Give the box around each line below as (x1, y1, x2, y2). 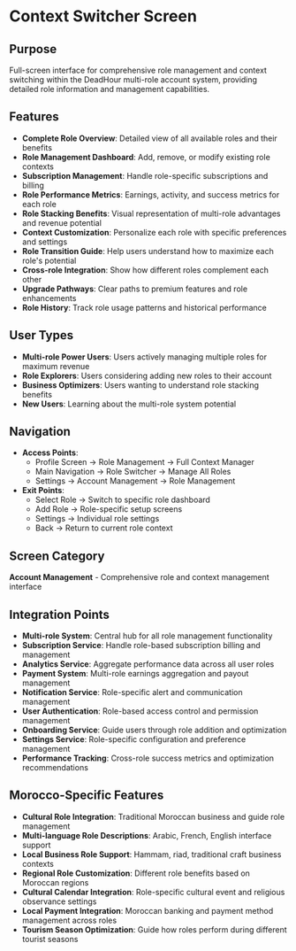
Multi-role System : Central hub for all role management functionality (21, 630, 273, 641)
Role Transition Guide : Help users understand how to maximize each (21, 245, 274, 256)
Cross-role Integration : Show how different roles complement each (21, 264, 269, 275)
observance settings (21, 896, 97, 907)
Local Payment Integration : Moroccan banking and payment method (21, 905, 274, 916)
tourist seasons (21, 933, 79, 944)
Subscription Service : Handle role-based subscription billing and (21, 640, 261, 651)
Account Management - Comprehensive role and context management (9, 572, 269, 583)
